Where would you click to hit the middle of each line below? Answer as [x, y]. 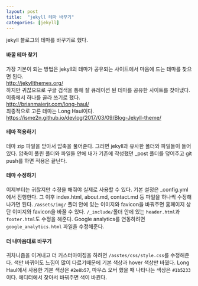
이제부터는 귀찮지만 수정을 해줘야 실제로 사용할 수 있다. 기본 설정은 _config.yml [97, 189]
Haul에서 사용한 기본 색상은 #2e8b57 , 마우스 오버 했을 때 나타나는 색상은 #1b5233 [98, 270]
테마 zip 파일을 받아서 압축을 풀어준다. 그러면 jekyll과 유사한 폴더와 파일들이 [93, 146]
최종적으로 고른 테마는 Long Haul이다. [50, 111]
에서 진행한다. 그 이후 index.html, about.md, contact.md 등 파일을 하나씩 [91, 197]
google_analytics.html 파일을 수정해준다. [55, 226]
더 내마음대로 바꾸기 [29, 241]
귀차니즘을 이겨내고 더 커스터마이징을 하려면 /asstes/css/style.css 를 [88, 255]
